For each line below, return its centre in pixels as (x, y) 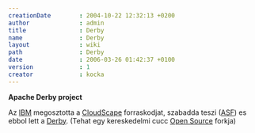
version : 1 (49, 67)
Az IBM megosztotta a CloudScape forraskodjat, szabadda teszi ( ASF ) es (127, 112)
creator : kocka (56, 74)
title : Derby (56, 30)
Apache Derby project (46, 97)
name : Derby (56, 38)
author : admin (56, 23)
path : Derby (56, 52)
